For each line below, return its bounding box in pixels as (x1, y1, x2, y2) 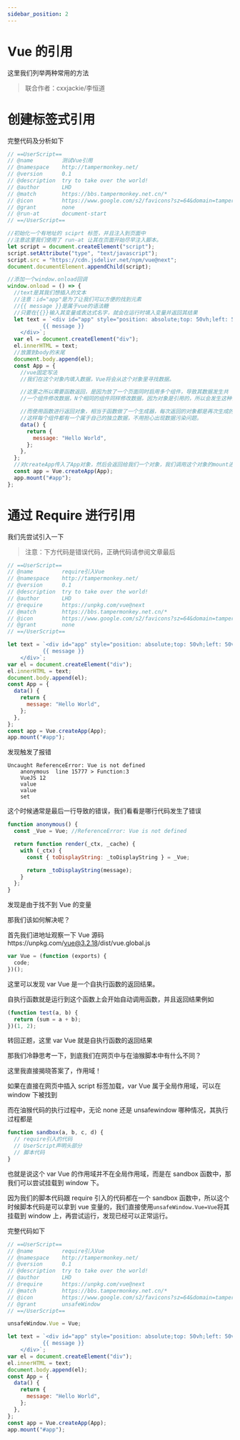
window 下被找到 (7, 1091, 58, 1099)
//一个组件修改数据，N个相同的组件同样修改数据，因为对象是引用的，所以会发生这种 (20, 395, 232, 402)
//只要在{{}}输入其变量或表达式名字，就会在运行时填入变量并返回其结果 (14, 309, 198, 316)
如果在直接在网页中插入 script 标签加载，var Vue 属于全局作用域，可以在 (7, 1081, 221, 1090)
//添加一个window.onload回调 (7, 276, 88, 283)
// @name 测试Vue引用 (7, 157, 93, 164)
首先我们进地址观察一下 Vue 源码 (7, 931, 104, 939)
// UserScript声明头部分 (14, 1142, 82, 1150)
